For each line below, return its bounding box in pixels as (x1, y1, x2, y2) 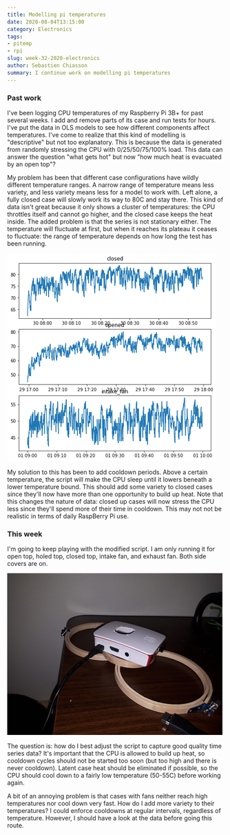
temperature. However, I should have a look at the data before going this (7, 814, 212, 823)
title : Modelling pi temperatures (7, 11, 107, 18)
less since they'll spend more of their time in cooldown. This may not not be (7, 504, 222, 513)
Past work (7, 93, 42, 103)
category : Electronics (7, 26, 72, 32)
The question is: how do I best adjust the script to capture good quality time (7, 742, 222, 750)
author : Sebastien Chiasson (7, 62, 88, 69)
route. (7, 821, 24, 829)
